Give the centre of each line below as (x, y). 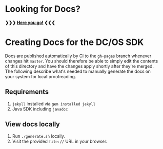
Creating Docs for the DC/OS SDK (74, 42)
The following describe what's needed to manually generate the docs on (78, 71)
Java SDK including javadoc (40, 109)
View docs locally (32, 124)
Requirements (27, 92)
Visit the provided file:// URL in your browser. (60, 141)
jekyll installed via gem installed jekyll (54, 104)
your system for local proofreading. (41, 76)
